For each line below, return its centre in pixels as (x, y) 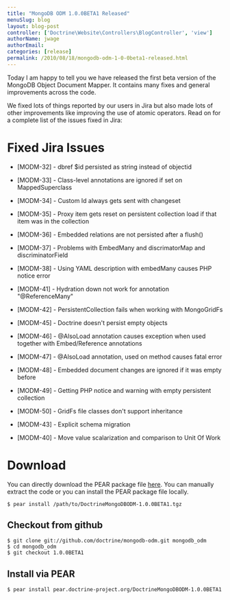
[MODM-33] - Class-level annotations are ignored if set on (100, 180)
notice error (34, 276)
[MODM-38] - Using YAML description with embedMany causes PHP (114, 268)
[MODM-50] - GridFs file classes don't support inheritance (100, 411)
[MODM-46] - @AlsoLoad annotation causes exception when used (111, 336)
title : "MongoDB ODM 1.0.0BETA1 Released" (68, 13)
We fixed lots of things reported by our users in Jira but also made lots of (110, 105)
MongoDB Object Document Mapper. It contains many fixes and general (108, 85)
